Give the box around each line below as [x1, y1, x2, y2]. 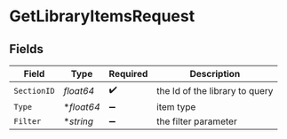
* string [63, 115, 94, 127]
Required [108, 68, 148, 80]
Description [189, 68, 241, 80]
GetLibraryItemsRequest [9, 6, 195, 27]
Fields [9, 42, 44, 57]
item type [156, 101, 196, 112]
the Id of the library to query [156, 84, 274, 97]
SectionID [13, 86, 55, 96]
